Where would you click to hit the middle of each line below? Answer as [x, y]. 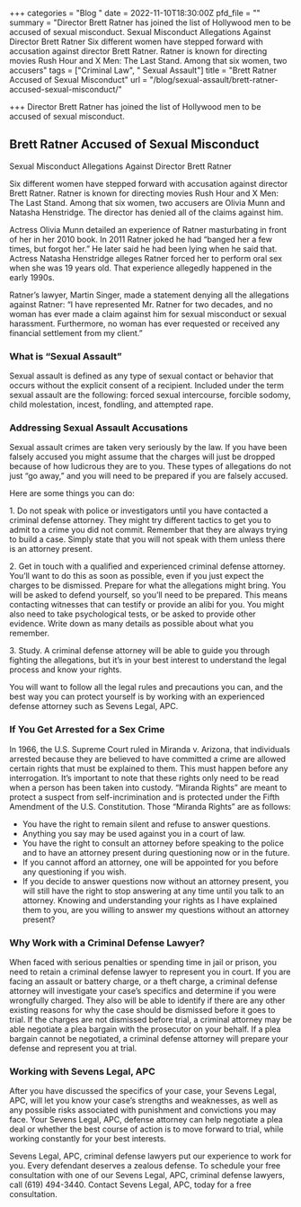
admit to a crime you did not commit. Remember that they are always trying [149, 530]
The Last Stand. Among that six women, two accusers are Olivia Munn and [147, 202]
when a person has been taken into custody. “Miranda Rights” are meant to [148, 787]
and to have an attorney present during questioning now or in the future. [156, 852]
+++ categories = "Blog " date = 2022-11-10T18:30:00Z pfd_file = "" [135, 13]
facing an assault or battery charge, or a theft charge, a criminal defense [144, 981]
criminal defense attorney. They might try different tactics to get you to [140, 520]
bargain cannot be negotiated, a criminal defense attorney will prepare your [149, 1038]
